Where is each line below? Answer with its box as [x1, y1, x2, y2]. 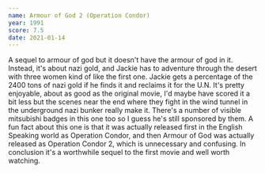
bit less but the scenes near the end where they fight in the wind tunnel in [8, 97, 248, 107]
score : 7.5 [8, 26, 44, 34]
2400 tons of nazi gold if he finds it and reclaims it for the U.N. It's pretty [8, 81, 245, 90]
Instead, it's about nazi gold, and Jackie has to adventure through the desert [8, 64, 257, 73]
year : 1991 [8, 19, 44, 27]
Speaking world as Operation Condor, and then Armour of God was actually [8, 131, 255, 141]
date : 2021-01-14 [8, 33, 66, 42]
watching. [8, 156, 41, 166]
